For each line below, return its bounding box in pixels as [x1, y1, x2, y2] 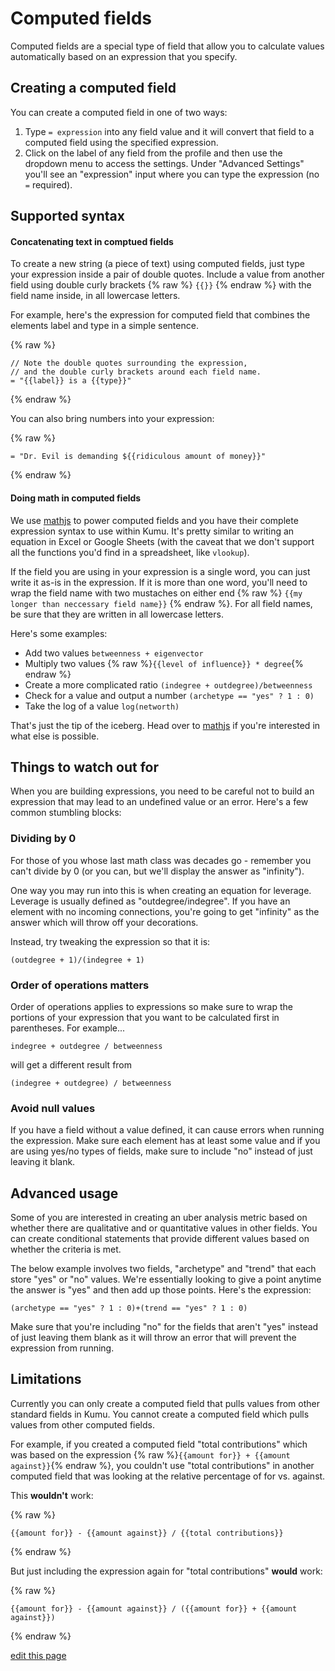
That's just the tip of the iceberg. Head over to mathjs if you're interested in [10, 719, 321, 731]
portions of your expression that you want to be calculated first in [10, 1011, 280, 1023]
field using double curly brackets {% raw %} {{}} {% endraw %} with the [10, 279, 312, 291]
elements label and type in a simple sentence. [10, 320, 199, 332]
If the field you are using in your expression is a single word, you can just [10, 565, 311, 577]
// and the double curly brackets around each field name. [10, 367, 262, 377]
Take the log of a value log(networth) [24, 700, 180, 712]
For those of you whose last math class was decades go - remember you [10, 854, 312, 866]
